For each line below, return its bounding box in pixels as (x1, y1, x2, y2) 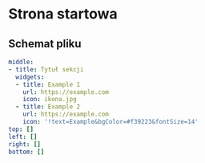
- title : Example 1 (15, 80, 81, 88)
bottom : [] (8, 148, 45, 156)
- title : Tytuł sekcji (8, 65, 84, 73)
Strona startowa (8, 5, 118, 23)
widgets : (15, 73, 45, 81)
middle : (8, 58, 34, 66)
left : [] (8, 132, 38, 141)
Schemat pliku (8, 37, 82, 51)
